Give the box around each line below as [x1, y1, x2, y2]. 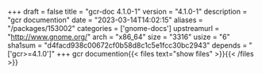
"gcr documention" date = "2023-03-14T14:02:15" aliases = [7, 15, 203, 25]
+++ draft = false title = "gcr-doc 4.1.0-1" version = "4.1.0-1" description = [7, 7, 248, 16]
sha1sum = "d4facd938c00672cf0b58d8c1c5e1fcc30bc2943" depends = [7, 41, 248, 50]
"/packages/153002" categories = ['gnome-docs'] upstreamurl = [7, 24, 220, 33]
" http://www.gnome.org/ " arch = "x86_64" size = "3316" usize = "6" [7, 32, 231, 41]
